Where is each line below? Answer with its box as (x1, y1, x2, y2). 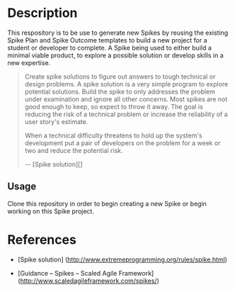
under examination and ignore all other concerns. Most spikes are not (24, 94, 228, 103)
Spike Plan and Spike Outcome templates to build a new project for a (7, 35, 207, 44)
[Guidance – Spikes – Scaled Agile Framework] (17, 269, 154, 277)
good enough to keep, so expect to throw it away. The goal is (24, 102, 203, 111)
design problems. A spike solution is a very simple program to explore (24, 79, 229, 88)
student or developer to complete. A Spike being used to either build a (7, 43, 212, 52)
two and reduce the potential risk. (24, 146, 123, 155)
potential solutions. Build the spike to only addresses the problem (24, 87, 216, 96)
